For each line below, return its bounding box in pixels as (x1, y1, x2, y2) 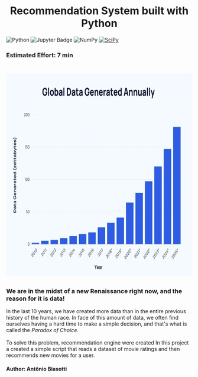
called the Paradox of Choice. (6, 327, 79, 334)
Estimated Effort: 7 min (6, 51, 73, 59)
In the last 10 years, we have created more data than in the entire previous (6, 308, 186, 315)
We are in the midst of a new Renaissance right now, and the (6, 287, 183, 295)
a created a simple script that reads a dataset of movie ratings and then (6, 346, 180, 353)
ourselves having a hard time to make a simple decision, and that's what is (6, 320, 187, 327)
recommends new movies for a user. (6, 352, 95, 359)
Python (81, 17, 118, 30)
